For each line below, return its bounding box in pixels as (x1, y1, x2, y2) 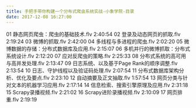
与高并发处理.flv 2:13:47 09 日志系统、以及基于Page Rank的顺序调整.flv (6, 59, 178, 67)
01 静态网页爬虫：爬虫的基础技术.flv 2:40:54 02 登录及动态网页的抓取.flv (6, 30, 181, 38)
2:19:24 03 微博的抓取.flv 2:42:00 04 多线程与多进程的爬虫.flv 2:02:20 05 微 (6, 38, 190, 45)
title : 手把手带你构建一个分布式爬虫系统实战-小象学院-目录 (6, 8, 135, 15)
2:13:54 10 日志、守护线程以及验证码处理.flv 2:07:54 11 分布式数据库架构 (6, 67, 180, 74)
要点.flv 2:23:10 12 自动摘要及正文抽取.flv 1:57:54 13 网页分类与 (31, 74, 183, 81)
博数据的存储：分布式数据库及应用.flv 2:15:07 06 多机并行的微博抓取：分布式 (6, 45, 190, 52)
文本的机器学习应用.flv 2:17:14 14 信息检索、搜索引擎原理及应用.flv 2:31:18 (11, 81, 188, 88)
